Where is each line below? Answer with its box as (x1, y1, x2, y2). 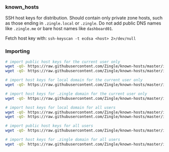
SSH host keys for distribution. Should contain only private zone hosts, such (5, 15, 163, 21)
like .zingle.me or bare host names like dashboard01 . (5, 26, 113, 32)
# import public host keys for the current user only (5, 59, 121, 64)
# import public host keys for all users (5, 123, 94, 128)
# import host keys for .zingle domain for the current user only (5, 91, 147, 96)
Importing (5, 48, 30, 55)
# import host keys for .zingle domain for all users (5, 137, 121, 142)
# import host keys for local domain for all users (5, 105, 116, 110)
